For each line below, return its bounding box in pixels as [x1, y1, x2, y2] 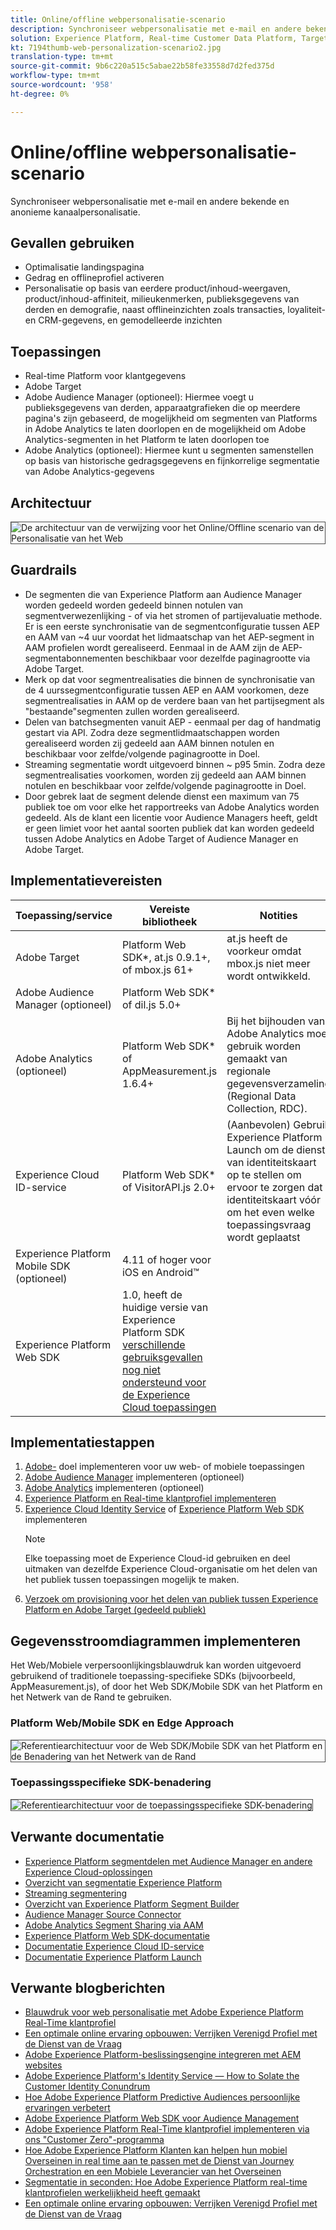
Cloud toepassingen [121, 1400, 217, 1414]
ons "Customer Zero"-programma [24, 2134, 165, 2146]
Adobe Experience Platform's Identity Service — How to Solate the [24, 2070, 300, 2082]
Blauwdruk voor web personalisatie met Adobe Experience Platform [24, 2006, 304, 2018]
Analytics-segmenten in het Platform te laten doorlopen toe [24, 434, 270, 446]
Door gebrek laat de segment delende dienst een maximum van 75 [24, 790, 300, 802]
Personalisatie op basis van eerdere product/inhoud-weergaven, [24, 282, 291, 295]
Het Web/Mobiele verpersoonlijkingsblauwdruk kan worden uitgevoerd [10, 1659, 302, 1671]
